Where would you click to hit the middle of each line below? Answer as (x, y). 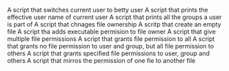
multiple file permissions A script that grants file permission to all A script (111, 39)
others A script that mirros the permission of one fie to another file (101, 60)
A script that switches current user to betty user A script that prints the (108, 10)
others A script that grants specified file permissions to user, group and (109, 53)
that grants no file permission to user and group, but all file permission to (111, 46)
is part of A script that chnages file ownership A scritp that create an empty (114, 24)
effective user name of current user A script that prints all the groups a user (114, 17)
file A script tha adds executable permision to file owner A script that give (111, 31)
